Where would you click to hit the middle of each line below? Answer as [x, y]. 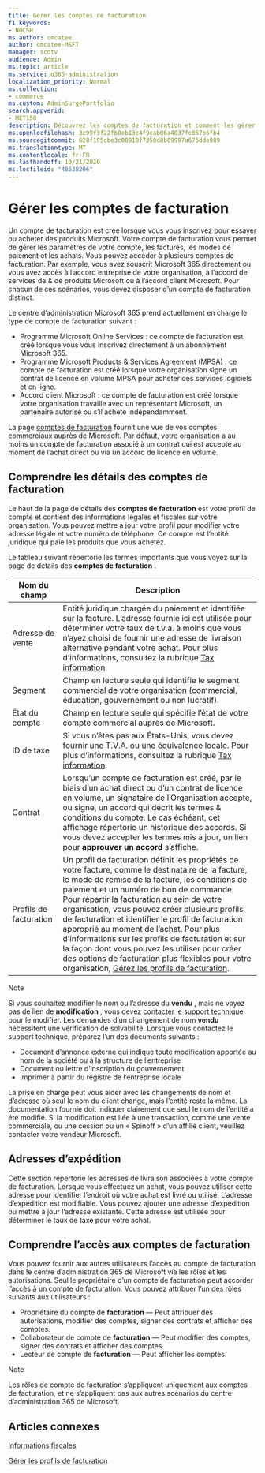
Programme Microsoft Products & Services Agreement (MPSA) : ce [128, 361]
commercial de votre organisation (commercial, [150, 690]
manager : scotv [33, 52]
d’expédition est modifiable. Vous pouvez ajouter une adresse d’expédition [129, 1203]
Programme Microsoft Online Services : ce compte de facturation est [131, 336]
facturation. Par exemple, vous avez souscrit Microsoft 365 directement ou [130, 264]
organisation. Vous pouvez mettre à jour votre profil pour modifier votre [124, 525]
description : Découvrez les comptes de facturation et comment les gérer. [134, 125]
